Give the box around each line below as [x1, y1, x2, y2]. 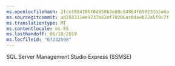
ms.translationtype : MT [6, 20, 67, 26]
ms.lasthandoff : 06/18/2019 [6, 31, 78, 37]
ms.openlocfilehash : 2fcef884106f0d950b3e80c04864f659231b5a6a [6, 8, 170, 15]
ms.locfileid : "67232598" [6, 37, 71, 43]
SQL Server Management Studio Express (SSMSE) [6, 53, 132, 60]
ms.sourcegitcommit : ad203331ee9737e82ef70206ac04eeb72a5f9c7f [6, 14, 170, 20]
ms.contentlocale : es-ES [6, 25, 69, 32]
